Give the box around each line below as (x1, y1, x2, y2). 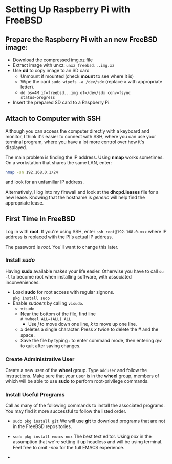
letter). (20, 84, 35, 90)
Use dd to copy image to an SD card (12, 68, 90, 73)
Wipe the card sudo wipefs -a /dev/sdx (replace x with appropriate (20, 79, 163, 84)
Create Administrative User (5, 356, 75, 363)
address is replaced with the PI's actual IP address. (5, 234, 113, 240)
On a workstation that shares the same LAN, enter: (5, 159, 112, 165)
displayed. (5, 144, 27, 150)
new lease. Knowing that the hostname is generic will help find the (5, 194, 145, 200)
